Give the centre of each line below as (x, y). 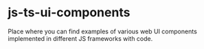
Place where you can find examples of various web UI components (103, 31)
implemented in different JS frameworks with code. (80, 38)
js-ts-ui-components (69, 13)
